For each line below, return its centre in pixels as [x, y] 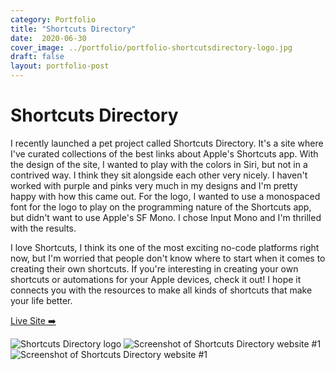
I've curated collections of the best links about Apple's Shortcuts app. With [164, 153]
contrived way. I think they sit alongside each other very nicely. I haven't [159, 175]
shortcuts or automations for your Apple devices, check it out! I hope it [156, 279]
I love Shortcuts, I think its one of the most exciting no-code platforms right [165, 247]
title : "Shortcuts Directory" [73, 29]
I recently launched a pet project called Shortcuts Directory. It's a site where [167, 143]
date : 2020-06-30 [48, 38]
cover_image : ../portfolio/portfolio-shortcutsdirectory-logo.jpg [151, 47]
